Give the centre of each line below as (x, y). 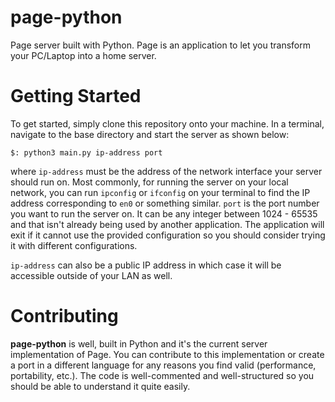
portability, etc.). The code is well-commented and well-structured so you (162, 375)
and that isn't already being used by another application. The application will (167, 224)
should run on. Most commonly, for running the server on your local (149, 182)
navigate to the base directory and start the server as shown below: (150, 134)
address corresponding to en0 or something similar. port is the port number (165, 203)
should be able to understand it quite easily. (100, 386)
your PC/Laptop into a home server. (83, 55)
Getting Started (76, 96)
